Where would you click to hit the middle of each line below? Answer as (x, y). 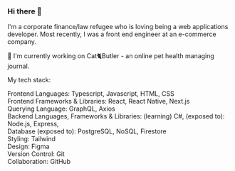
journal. (19, 66)
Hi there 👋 (25, 11)
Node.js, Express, (33, 124)
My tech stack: (29, 80)
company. (22, 42)
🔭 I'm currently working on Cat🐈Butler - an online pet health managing (111, 56)
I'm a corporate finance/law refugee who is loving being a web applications (118, 27)
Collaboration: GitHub (39, 162)
